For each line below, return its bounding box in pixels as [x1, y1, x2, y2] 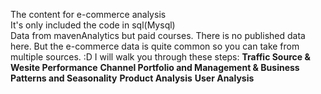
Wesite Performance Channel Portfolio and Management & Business [10, 62, 300, 73]
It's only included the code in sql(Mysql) [10, 19, 176, 31]
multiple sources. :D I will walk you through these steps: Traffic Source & [10, 51, 311, 63]
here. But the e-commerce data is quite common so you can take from [10, 40, 300, 52]
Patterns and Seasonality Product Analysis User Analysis [10, 72, 255, 84]
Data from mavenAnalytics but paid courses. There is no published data [10, 30, 306, 41]
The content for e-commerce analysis [10, 9, 167, 20]
